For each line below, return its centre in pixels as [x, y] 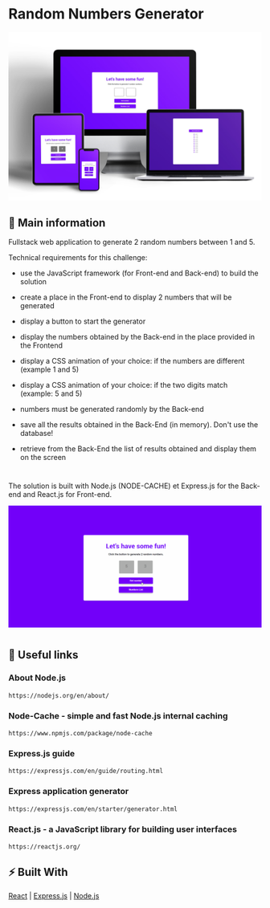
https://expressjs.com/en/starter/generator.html [93, 809]
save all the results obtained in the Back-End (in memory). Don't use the [139, 425]
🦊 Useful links [43, 655]
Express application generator [69, 792]
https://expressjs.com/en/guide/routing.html [86, 772]
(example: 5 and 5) [51, 393]
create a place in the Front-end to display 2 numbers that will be [126, 297]
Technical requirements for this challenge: [78, 258]
